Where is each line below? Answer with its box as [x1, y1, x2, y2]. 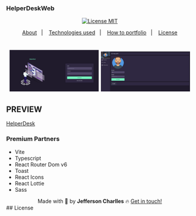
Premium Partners [6, 135, 60, 143]
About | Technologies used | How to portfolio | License [22, 29, 178, 36]
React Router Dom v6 [14, 161, 67, 168]
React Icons [14, 173, 45, 180]
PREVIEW [6, 104, 43, 114]
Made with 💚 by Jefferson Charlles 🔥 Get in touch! [37, 197, 162, 205]
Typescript [14, 154, 42, 162]
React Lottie [14, 179, 45, 187]
